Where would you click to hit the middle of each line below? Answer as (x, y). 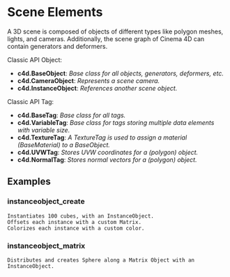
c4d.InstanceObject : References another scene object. (97, 88)
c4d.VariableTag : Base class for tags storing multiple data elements (116, 122)
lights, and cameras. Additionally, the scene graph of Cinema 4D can (106, 38)
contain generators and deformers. (58, 46)
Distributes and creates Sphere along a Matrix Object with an (101, 260)
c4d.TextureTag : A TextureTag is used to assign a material (102, 137)
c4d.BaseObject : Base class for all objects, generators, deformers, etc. (121, 73)
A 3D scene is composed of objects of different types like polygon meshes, (115, 31)
